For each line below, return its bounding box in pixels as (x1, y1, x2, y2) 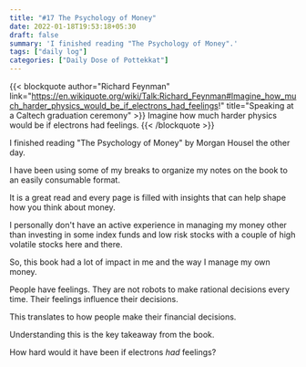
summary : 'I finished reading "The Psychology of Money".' (9, 38, 239, 48)
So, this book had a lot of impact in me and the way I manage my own (9, 257, 270, 267)
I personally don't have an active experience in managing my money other (9, 220, 287, 230)
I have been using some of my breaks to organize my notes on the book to (9, 165, 289, 175)
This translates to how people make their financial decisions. (9, 311, 237, 322)
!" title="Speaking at (218, 100, 294, 110)
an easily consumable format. (9, 174, 121, 185)
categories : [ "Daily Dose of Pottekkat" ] (9, 56, 169, 65)
